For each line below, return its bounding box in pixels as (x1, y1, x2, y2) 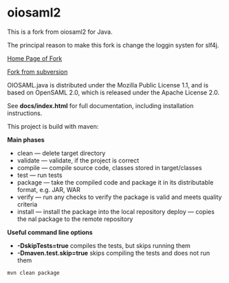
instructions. (7, 109, 43, 117)
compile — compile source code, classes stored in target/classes (17, 163, 202, 171)
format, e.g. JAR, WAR (17, 185, 80, 193)
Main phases (7, 136, 45, 144)
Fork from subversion (7, 67, 68, 76)
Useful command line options (7, 228, 93, 236)
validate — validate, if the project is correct (17, 156, 140, 165)
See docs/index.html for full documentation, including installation (7, 101, 194, 109)
